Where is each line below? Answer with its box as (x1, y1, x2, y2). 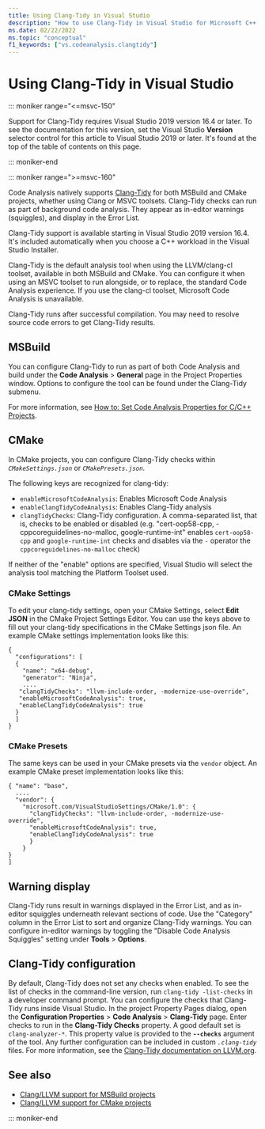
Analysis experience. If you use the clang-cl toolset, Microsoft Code (8, 286, 230, 295)
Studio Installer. (8, 245, 59, 255)
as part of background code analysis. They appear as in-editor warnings (8, 205, 244, 214)
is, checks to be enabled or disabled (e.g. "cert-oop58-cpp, (19, 519, 215, 529)
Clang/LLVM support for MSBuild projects (19, 1089, 156, 1099)
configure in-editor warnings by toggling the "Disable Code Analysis (8, 926, 231, 936)
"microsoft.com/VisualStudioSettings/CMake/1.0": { (22, 803, 196, 811)
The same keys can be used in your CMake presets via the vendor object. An (8, 759, 257, 768)
